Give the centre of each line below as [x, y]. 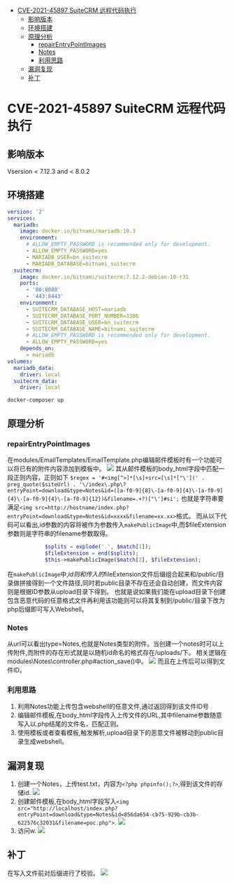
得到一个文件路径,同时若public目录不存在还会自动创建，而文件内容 [127, 583]
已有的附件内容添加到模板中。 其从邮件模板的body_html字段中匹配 [119, 469]
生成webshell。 [46, 742]
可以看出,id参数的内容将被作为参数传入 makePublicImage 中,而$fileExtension [120, 525]
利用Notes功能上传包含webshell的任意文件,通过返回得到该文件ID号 [113, 707]
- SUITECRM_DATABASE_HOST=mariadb [76, 309]
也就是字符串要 [202, 498]
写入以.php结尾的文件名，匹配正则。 [70, 724]
